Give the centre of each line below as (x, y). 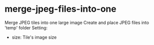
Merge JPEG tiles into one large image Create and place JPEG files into (77, 22)
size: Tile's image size (34, 37)
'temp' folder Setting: (26, 27)
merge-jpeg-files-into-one (60, 9)
